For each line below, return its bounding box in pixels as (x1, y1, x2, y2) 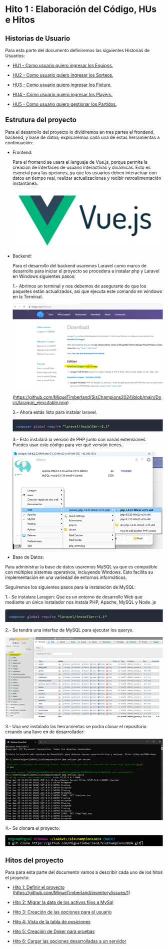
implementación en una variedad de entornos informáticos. (5, 574, 127, 580)
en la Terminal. (12, 294, 43, 300)
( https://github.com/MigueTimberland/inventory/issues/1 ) (12, 890, 130, 896)
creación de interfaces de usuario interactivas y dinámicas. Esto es (12, 164, 151, 170)
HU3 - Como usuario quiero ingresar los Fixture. (12, 82, 112, 88)
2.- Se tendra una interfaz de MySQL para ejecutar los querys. (5, 627, 134, 633)
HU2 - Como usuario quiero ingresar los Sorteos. (12, 72, 113, 78)
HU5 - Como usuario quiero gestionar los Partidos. (12, 101, 117, 107)
